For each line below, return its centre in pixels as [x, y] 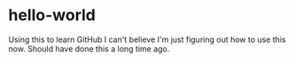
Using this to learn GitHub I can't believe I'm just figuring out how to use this [147, 39]
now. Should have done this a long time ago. [89, 48]
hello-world [52, 15]
